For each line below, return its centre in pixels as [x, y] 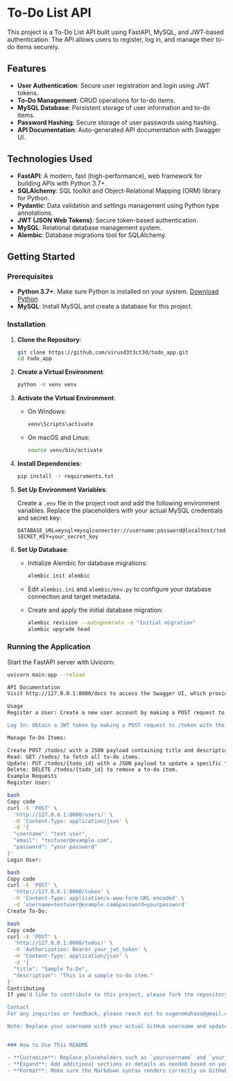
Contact [18, 1007]
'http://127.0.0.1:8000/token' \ [62, 892]
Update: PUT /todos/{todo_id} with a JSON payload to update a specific [114, 763]
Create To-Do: [28, 911]
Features [27, 68]
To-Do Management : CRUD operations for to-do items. [96, 100]
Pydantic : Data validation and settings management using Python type [118, 205]
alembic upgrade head [59, 629]
